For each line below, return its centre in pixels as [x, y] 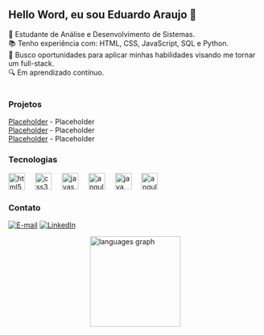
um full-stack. [31, 63]
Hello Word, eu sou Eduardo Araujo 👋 [103, 15]
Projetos [25, 104]
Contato [25, 207]
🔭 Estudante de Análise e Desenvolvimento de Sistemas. [102, 34]
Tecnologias [33, 160]
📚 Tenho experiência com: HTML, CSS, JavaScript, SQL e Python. [119, 43]
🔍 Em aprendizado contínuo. [56, 72]
